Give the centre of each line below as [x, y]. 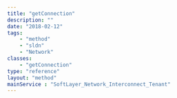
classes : [20, 59]
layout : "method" [32, 78]
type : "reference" [33, 71]
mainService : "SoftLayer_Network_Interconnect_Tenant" [89, 84]
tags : [15, 33]
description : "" [30, 20]
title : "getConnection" [41, 13]
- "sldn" [32, 46]
